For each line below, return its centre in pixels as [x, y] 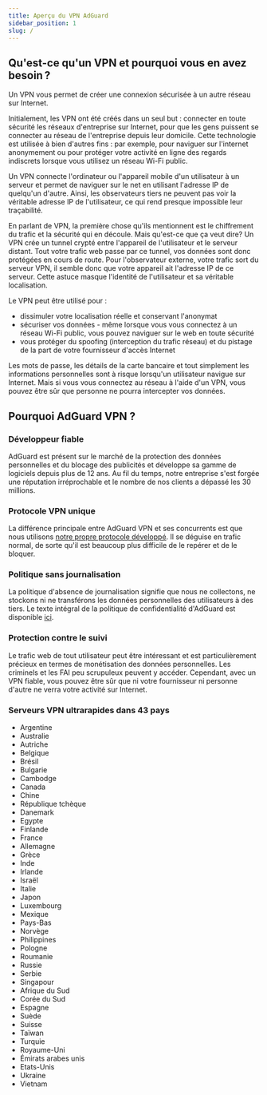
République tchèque [53, 804]
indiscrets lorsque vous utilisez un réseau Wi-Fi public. [98, 161]
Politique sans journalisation [65, 574]
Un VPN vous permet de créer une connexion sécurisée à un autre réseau [130, 95]
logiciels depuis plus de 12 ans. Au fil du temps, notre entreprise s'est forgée [134, 473]
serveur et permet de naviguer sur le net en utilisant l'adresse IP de [119, 185]
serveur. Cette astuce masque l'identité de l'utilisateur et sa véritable [121, 277]
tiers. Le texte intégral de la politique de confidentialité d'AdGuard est [122, 609]
